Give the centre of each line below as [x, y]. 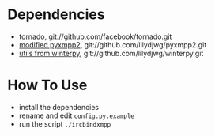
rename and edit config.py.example [77, 115]
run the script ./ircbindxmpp [65, 123]
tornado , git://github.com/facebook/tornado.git [95, 36]
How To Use [47, 85]
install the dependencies [59, 107]
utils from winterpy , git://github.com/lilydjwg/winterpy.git [111, 53]
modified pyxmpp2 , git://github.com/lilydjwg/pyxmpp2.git [113, 44]
